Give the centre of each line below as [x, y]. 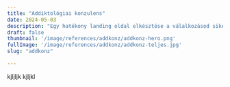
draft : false [26, 32]
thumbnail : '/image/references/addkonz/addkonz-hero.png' [91, 39]
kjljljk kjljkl [21, 76]
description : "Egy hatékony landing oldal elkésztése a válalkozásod [108, 26]
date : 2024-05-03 [32, 20]
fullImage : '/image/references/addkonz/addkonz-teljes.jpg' [95, 45]
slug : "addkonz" [30, 52]
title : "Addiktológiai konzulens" [56, 13]
